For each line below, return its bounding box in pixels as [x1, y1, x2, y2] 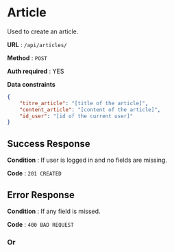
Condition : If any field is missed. [7, 207, 101, 215]
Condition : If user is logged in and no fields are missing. [7, 156, 168, 165]
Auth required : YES [7, 67, 64, 75]
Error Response [7, 189, 75, 201]
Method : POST [7, 53, 48, 62]
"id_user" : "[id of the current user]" [19, 113, 134, 120]
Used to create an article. [7, 27, 79, 36]
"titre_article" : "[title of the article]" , [19, 100, 149, 107]
